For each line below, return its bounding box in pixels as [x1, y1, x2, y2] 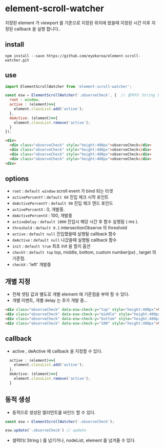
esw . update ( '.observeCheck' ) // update [5, 428, 86, 433]
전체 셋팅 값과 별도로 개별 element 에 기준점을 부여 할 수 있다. [12, 291, 130, 297]
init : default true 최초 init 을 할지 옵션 [12, 243, 91, 249]
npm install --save [5, 53, 45, 58]
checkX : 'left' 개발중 [12, 262, 51, 268]
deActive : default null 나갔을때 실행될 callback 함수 [12, 237, 117, 243]
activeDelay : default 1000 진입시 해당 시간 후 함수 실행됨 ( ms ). [12, 219, 139, 224]
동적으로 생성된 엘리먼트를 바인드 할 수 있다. [12, 409, 96, 415]
